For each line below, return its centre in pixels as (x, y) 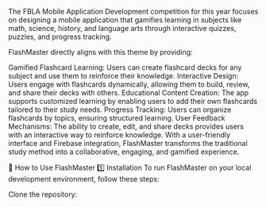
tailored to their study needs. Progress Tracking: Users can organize (120, 109)
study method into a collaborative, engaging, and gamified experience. (124, 151)
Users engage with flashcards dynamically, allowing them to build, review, (129, 84)
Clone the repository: (43, 194)
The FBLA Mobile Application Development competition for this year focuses (133, 11)
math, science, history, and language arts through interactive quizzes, (122, 28)
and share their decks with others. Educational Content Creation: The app (129, 93)
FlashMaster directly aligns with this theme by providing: (100, 52)
